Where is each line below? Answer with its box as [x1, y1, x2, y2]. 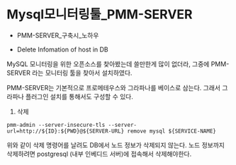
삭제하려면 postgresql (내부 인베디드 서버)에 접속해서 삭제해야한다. [6, 149, 192, 158]
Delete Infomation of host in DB [16, 45, 109, 54]
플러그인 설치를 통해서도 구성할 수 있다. [25, 92, 134, 101]
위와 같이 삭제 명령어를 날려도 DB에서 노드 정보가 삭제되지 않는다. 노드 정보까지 [6, 140, 225, 149]
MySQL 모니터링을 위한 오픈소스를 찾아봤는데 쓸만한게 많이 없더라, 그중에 [6, 59, 210, 68]
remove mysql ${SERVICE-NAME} [127, 128, 217, 135]
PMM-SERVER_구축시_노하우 [16, 31, 99, 39]
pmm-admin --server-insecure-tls [6, 121, 106, 128]
